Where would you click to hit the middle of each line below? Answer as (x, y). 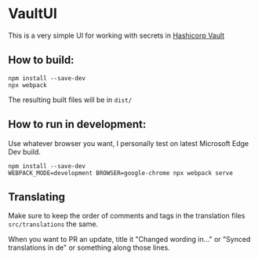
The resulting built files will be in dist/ (70, 100)
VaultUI (33, 14)
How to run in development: (77, 125)
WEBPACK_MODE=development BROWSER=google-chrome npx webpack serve (121, 173)
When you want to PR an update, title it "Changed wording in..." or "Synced (129, 240)
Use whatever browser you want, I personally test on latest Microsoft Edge (129, 143)
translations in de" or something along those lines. (89, 247)
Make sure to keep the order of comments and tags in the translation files (127, 216)
